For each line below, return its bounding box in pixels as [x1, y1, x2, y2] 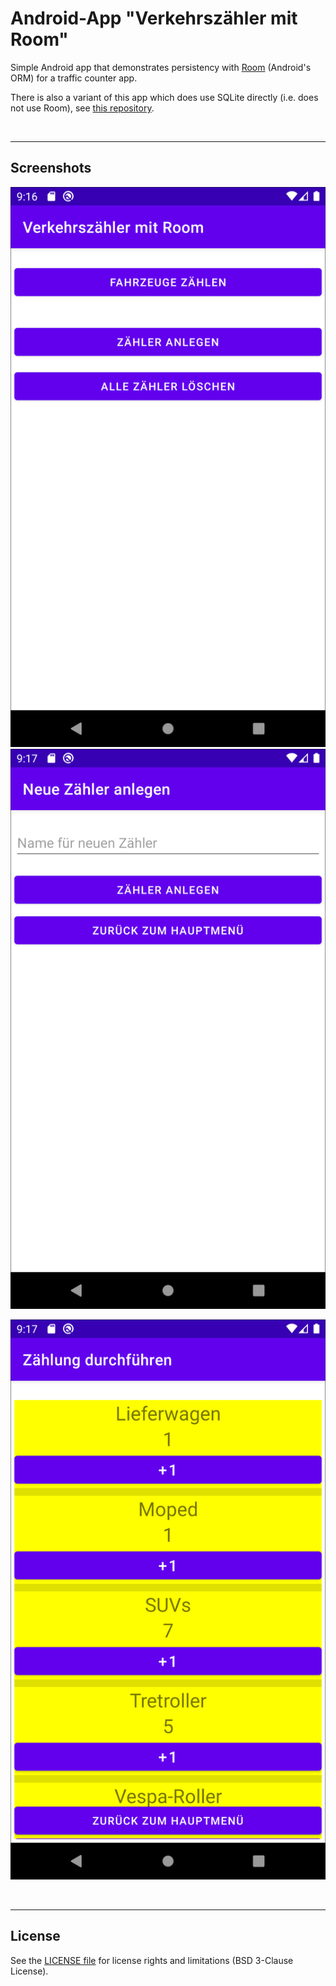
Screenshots [10, 160, 92, 177]
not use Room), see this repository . [10, 102, 155, 114]
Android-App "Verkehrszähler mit [10, 7, 298, 30]
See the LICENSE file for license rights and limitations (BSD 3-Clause [10, 1954, 294, 1966]
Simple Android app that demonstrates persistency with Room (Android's [10, 61, 312, 73]
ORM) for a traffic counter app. [10, 72, 138, 84]
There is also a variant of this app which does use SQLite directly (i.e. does [10, 91, 319, 103]
